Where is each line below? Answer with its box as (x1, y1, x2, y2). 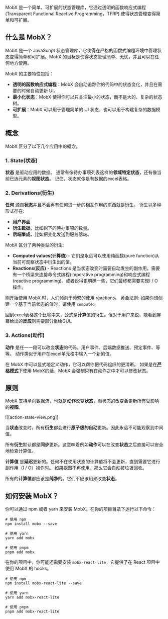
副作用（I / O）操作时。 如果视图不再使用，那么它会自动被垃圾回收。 (5, 465, 147, 471)
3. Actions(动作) (5, 332, 45, 339)
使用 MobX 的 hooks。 (5, 565, 52, 572)
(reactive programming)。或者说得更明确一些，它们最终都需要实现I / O (12, 278, 158, 284)
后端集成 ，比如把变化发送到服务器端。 (12, 231, 92, 237)
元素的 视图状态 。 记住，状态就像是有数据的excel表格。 (18, 175, 132, 182)
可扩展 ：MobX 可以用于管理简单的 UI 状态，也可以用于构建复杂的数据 (12, 106, 156, 112)
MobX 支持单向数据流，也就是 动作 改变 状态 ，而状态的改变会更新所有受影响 (5, 398, 159, 404)
